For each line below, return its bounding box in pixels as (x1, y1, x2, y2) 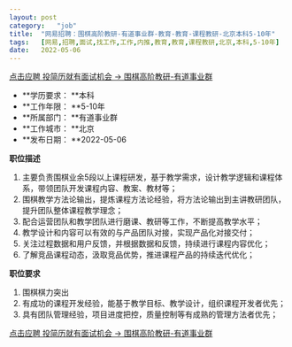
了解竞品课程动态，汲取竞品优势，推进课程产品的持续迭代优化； (21, 250, 255, 260)
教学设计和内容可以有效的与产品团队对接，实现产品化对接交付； (21, 227, 255, 238)
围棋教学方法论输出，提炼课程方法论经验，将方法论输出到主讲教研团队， (21, 194, 286, 204)
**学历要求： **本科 (21, 90, 95, 101)
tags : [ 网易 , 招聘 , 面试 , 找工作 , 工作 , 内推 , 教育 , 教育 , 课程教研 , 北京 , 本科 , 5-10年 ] (9, 37, 280, 47)
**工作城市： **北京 (21, 123, 95, 134)
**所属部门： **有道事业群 (21, 112, 118, 123)
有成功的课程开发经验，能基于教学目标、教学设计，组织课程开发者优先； (21, 298, 286, 309)
